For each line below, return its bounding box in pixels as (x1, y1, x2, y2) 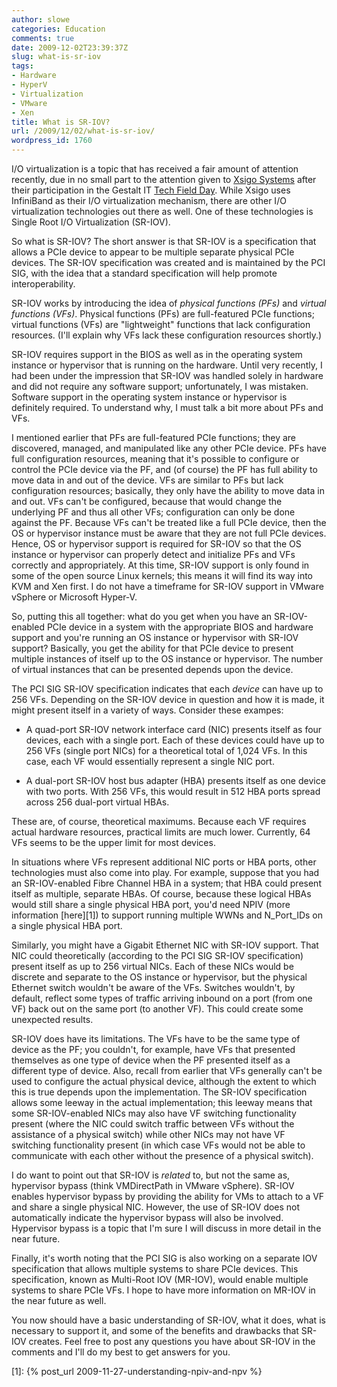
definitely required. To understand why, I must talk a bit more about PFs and (11, 402, 324, 413)
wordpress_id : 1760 (11, 136, 93, 146)
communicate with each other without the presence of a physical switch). (11, 1150, 314, 1161)
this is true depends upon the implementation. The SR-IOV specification (11, 1086, 308, 1098)
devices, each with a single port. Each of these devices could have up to (25, 734, 325, 746)
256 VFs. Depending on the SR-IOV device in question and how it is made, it (11, 694, 325, 705)
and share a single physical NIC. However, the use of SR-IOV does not (11, 1201, 301, 1213)
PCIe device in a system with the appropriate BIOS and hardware (46, 621, 314, 633)
